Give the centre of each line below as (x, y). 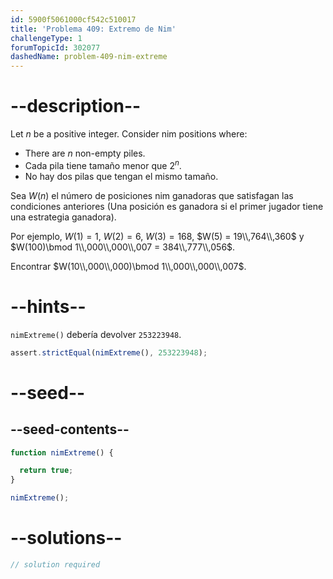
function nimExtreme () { (62, 452)
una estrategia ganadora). (63, 217)
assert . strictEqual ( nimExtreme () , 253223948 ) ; (109, 352)
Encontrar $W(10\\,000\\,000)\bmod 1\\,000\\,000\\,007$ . (128, 266)
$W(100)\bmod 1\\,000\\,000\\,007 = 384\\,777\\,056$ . (123, 247)
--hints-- (48, 306)
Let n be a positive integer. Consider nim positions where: (129, 134)
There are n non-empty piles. (85, 153)
